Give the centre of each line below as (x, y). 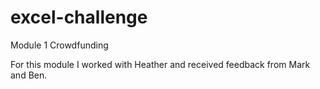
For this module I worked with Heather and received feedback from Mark (160, 64)
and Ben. (29, 75)
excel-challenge (79, 17)
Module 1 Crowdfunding (59, 45)
